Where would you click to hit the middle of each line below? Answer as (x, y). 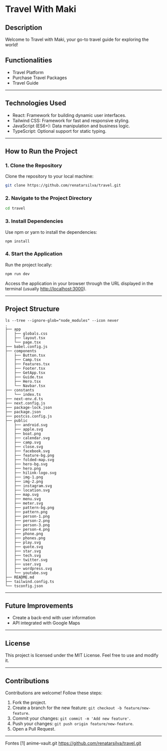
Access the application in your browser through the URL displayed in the (79, 283)
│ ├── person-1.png (28, 516)
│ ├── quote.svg (24, 547)
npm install (17, 241)
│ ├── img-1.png (24, 477)
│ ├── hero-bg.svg (27, 464)
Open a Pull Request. (34, 729)
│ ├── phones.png (25, 538)
